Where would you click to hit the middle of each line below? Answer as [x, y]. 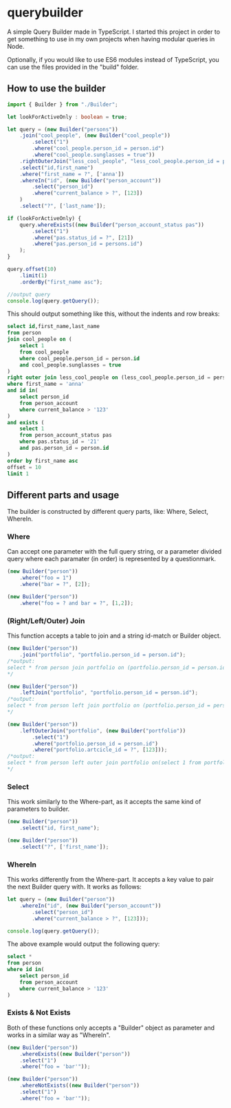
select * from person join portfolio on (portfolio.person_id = [101, 667]
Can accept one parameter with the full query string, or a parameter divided [114, 552]
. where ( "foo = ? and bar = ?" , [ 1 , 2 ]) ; [77, 603]
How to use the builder [57, 88]
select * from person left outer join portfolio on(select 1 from [104, 763]
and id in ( [23, 391]
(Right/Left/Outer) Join [46, 620]
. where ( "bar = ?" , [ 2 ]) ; [55, 585]
